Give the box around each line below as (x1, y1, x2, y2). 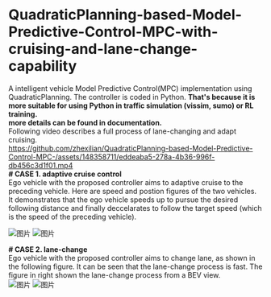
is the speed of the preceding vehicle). (8, 212, 137, 221)
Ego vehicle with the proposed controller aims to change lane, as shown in (8, 253, 256, 262)
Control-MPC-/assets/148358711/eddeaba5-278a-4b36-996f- (8, 151, 215, 162)
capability (8, 57, 77, 76)
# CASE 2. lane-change (8, 244, 88, 254)
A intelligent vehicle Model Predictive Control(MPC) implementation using (8, 83, 252, 93)
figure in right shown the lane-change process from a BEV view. (8, 270, 221, 279)
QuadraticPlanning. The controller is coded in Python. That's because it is (8, 92, 256, 101)
